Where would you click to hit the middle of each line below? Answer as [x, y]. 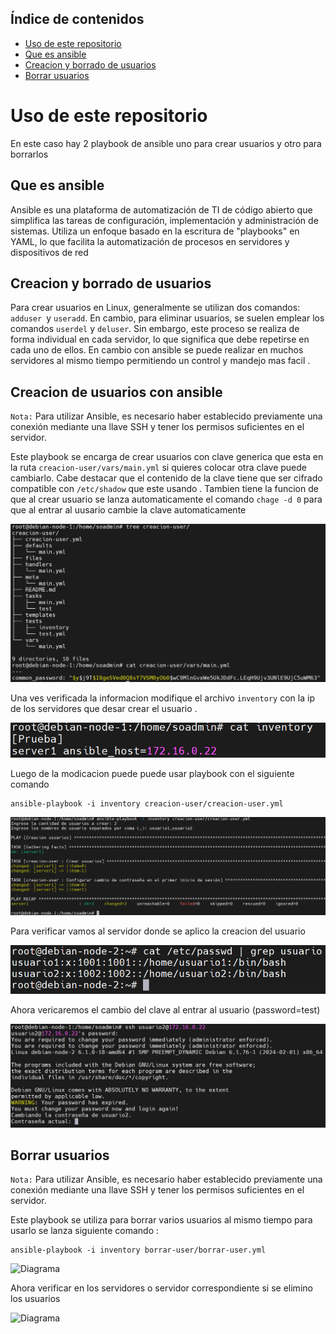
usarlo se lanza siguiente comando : [85, 1231]
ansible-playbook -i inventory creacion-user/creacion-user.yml [147, 804]
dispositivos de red [49, 252]
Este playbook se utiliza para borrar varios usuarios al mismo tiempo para [161, 1220]
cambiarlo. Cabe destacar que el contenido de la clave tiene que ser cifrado [166, 478]
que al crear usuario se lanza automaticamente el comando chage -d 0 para [166, 499]
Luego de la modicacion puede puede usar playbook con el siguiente [152, 774]
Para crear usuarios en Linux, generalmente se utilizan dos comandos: [155, 308]
